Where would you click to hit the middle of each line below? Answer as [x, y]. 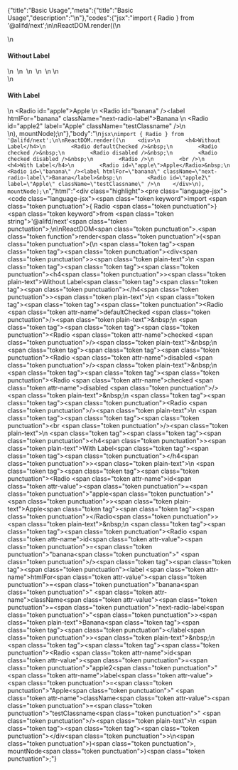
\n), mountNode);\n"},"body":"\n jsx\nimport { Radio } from [96, 134]
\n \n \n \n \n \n [33, 71]
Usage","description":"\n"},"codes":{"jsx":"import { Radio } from [101, 18]
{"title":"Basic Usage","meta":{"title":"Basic [70, 10]
